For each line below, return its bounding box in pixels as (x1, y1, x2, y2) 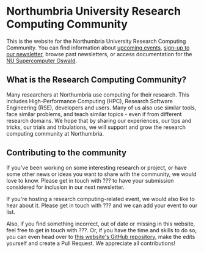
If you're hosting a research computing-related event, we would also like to (6, 195, 195, 202)
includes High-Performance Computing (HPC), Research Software (6, 97, 173, 105)
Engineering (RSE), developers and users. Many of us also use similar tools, (6, 104, 197, 111)
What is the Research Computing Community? (6, 75, 187, 85)
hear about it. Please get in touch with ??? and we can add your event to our (6, 202, 198, 209)
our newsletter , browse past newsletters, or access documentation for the (6, 50, 192, 57)
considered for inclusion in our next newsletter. (6, 183, 125, 191)
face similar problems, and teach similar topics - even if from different (6, 110, 182, 117)
